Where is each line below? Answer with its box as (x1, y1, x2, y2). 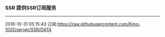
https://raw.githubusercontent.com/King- (57, 21, 140, 27)
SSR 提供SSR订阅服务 (5, 4, 56, 11)
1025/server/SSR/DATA (5, 27, 52, 33)
